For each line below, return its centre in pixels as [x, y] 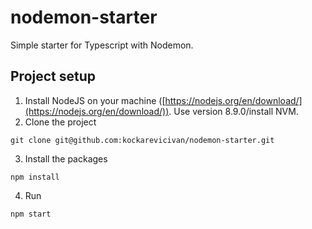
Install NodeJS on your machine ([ [95, 100]
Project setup [53, 76]
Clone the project [60, 122]
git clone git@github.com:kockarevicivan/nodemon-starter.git [142, 140]
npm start [31, 214]
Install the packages [66, 158]
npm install [35, 177]
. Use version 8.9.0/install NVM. [233, 111]
